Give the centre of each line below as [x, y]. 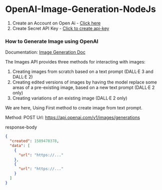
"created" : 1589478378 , [34, 141]
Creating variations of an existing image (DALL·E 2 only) [70, 98]
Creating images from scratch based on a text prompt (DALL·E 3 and [83, 71]
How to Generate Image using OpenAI [52, 41]
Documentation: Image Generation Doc [45, 52]
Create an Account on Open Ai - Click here [56, 23]
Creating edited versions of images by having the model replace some [85, 82]
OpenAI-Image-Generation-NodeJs [80, 9]
